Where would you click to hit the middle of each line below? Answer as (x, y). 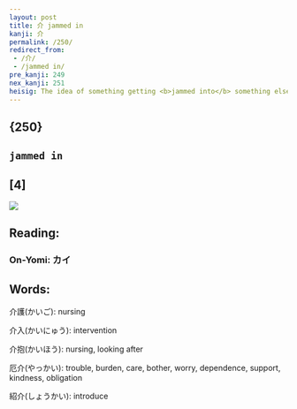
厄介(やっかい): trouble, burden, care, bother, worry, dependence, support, (145, 368)
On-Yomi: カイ (40, 260)
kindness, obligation (46, 378)
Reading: (34, 234)
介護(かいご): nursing (47, 312)
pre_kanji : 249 (37, 75)
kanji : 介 (27, 34)
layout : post (33, 17)
